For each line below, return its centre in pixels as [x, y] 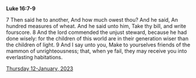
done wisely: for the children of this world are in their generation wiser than [97, 38]
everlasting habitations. [34, 57]
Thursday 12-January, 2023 [40, 69]
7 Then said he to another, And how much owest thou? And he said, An [92, 20]
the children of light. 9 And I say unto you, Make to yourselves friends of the [98, 45]
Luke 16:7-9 [21, 9]
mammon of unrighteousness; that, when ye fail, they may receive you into [97, 51]
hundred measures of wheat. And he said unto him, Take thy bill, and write [96, 26]
